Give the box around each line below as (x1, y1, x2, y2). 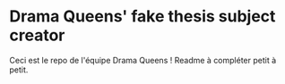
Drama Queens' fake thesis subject (9, 6, 276, 27)
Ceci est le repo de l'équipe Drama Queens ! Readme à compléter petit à (9, 55, 277, 65)
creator (9, 25, 65, 46)
